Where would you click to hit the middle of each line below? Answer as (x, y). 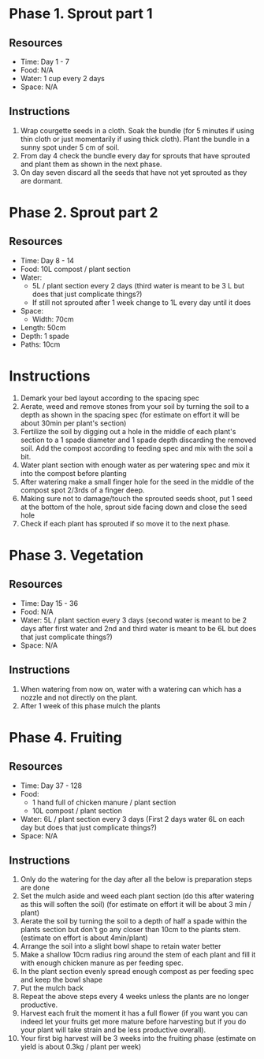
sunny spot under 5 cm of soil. (70, 147)
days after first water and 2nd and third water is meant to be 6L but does (138, 628)
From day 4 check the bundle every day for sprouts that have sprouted (135, 155)
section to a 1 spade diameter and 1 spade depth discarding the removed (138, 440)
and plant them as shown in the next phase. (91, 164)
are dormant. (41, 180)
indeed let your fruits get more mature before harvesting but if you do (133, 1022)
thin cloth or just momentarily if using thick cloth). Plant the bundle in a (135, 139)
